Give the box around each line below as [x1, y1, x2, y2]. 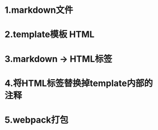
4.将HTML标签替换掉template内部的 [4, 77, 153, 89]
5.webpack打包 [4, 114, 68, 126]
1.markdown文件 [4, 4, 73, 16]
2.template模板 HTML [4, 29, 95, 40]
